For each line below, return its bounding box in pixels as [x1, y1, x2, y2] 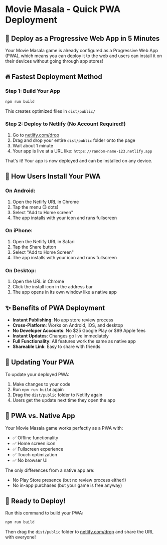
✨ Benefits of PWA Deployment [5, 303, 105, 312]
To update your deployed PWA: [5, 371, 70, 377]
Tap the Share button [12, 244, 56, 250]
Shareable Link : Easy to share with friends [12, 343, 101, 349]
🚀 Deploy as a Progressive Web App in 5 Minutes [5, 34, 160, 43]
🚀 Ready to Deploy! [5, 496, 66, 505]
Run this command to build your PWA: [5, 510, 84, 516]
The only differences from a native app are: [5, 467, 95, 473]
